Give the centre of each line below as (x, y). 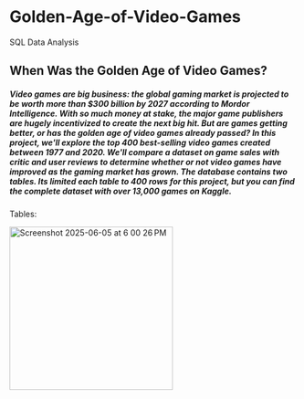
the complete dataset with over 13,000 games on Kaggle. (121, 191)
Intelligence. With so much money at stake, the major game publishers (147, 113)
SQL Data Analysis (44, 42)
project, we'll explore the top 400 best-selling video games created (140, 142)
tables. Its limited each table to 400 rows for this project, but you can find (152, 181)
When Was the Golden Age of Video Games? (138, 71)
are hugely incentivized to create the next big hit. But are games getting (148, 123)
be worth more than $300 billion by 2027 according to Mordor (130, 103)
